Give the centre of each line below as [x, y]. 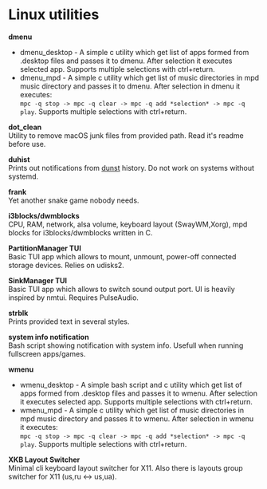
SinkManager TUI [38, 280]
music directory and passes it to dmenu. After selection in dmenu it [130, 86]
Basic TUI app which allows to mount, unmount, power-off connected [122, 256]
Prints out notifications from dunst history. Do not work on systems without [132, 168]
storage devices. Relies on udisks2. [67, 265]
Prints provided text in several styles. [69, 321]
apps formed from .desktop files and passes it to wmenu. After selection [138, 393]
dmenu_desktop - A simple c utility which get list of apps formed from [134, 52]
